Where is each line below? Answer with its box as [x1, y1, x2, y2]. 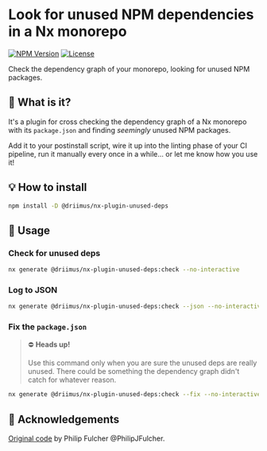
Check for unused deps [8, 247, 101, 259]
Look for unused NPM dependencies [8, 6, 254, 24]
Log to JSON [8, 284, 58, 295]
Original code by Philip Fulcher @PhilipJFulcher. [8, 434, 165, 443]
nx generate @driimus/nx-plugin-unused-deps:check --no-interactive [8, 266, 240, 274]
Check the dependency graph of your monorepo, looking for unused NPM [8, 64, 250, 73]
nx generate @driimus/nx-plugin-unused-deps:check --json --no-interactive [8, 302, 265, 311]
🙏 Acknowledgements [8, 412, 120, 426]
